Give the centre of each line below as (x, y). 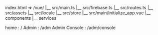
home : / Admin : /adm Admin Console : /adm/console (60, 28)
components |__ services (31, 18)
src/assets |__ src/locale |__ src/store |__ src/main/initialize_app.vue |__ (78, 13)
